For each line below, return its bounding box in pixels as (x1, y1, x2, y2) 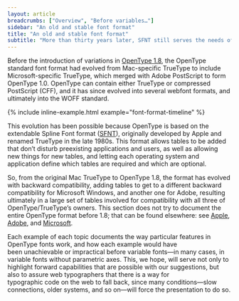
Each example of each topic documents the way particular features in (7, 233, 211, 241)
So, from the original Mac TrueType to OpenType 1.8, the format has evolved (7, 174, 231, 182)
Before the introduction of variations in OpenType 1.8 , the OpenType (7, 56, 206, 65)
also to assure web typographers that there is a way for (7, 270, 169, 279)
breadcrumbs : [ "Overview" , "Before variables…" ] (7, 17, 154, 24)
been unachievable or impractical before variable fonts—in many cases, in (7, 248, 225, 256)
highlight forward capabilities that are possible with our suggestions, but (7, 263, 219, 271)
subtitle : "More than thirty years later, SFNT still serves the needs (7, 37, 224, 44)
